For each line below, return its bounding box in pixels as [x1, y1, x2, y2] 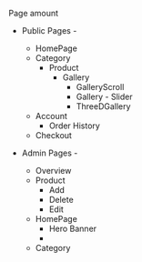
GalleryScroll [76, 82, 125, 92]
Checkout [35, 130, 72, 140]
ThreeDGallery [76, 101, 131, 112]
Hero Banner [48, 223, 97, 234]
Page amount [8, 8, 59, 18]
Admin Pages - [21, 147, 78, 158]
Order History [48, 120, 101, 131]
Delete [48, 195, 74, 205]
